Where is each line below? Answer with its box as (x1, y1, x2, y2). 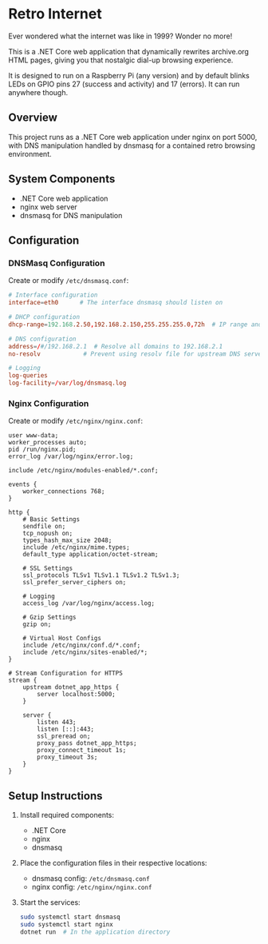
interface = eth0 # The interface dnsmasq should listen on (8, 299, 223, 307)
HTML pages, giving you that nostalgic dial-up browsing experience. (8, 55, 234, 65)
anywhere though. (8, 87, 69, 97)
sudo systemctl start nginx (19, 920, 113, 928)
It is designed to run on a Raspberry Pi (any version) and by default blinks (8, 70, 250, 80)
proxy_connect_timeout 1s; (37, 747, 127, 755)
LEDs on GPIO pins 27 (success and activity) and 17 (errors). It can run (8, 79, 240, 89)
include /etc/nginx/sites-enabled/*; (22, 648, 148, 656)
